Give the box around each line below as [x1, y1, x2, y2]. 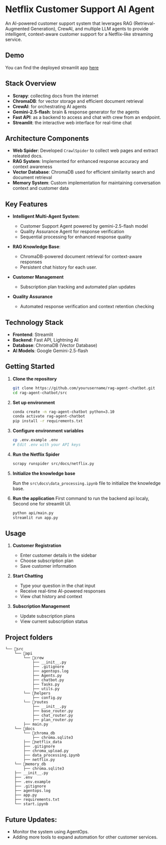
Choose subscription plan [20, 558, 74, 564]
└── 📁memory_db [14, 762, 46, 767]
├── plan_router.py [32, 717, 73, 723]
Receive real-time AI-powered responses [20, 588, 106, 594]
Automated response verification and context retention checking [20, 304, 154, 310]
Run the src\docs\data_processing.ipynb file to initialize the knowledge [12, 480, 161, 486]
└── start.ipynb [14, 801, 49, 807]
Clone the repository [12, 375, 57, 382]
